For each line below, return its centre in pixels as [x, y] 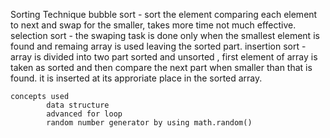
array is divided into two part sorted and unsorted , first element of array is [164, 57]
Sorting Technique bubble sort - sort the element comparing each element [164, 14]
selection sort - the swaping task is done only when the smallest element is [165, 35]
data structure [78, 105]
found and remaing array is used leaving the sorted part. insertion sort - [158, 46]
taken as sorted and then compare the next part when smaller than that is [161, 67]
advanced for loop [84, 114]
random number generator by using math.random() [149, 123]
